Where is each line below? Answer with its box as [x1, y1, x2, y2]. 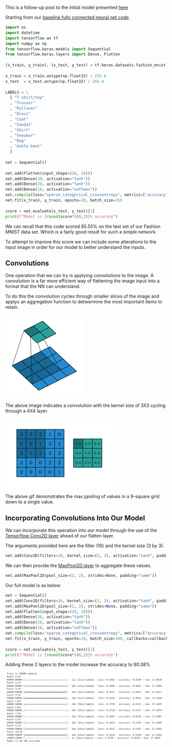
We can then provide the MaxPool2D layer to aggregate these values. [5, 563, 152, 568]
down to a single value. [5, 499, 54, 505]
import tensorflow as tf [5, 35, 58, 40]
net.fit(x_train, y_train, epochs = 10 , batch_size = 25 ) [5, 198, 123, 203]
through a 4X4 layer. [5, 408, 49, 414]
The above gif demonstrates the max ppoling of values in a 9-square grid [5, 493, 160, 500]
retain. [5, 304, 19, 310]
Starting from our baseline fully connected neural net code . [5, 14, 131, 20]
